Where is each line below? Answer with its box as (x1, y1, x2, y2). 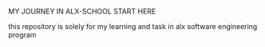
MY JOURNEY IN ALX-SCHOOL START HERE (8, 7, 156, 16)
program (8, 31, 37, 39)
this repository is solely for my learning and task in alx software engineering (8, 22, 258, 31)
